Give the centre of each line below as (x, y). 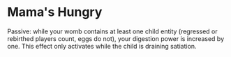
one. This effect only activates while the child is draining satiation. (102, 46)
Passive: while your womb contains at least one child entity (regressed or (112, 31)
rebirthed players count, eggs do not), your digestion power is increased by (116, 38)
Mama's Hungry (55, 12)
